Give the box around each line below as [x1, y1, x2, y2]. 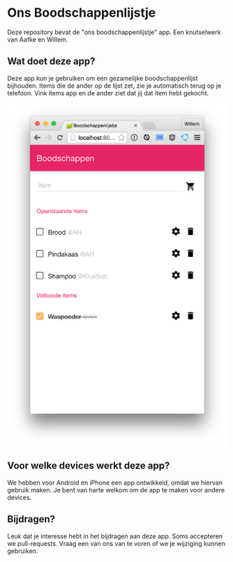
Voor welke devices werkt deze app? [7, 460, 170, 471]
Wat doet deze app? [7, 56, 96, 68]
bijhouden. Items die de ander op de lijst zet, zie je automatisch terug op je [7, 81, 222, 90]
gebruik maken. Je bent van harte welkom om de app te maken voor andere [7, 485, 225, 494]
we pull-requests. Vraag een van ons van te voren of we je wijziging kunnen [7, 539, 225, 547]
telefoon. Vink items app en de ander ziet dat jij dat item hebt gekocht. [7, 88, 209, 97]
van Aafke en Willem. [7, 35, 68, 43]
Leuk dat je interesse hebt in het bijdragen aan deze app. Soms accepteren [7, 531, 223, 540]
